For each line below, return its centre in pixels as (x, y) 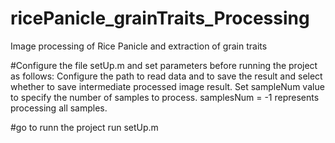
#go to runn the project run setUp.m (84, 127)
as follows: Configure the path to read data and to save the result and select (166, 76)
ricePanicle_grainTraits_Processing (160, 18)
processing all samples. (59, 108)
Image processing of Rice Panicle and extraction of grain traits (139, 46)
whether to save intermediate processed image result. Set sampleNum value (167, 86)
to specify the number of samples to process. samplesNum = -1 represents (165, 97)
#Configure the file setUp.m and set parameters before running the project (164, 65)
